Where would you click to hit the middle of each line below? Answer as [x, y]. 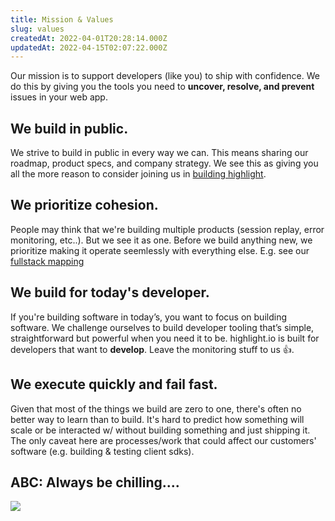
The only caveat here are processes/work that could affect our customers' [163, 440]
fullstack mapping [47, 261]
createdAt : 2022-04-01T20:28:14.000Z [89, 38]
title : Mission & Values [62, 19]
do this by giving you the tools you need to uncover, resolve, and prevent [162, 87]
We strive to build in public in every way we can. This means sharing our [159, 153]
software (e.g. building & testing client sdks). [102, 451]
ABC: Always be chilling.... [95, 482]
